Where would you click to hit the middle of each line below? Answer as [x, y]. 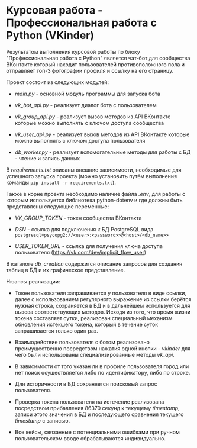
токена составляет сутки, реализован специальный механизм [93, 318]
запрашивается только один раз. [56, 331]
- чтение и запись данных [47, 158]
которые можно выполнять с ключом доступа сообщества [89, 123]
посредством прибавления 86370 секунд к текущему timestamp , [97, 408]
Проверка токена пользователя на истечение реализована [89, 402]
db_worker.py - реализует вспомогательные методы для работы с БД [103, 152]
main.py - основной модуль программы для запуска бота [88, 94]
